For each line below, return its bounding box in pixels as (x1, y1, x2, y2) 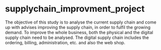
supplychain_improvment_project (5, 3, 145, 14)
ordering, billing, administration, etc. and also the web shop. (5, 39, 125, 45)
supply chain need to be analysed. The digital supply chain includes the (5, 35, 149, 40)
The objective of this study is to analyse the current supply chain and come (5, 19, 157, 25)
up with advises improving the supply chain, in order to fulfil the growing (5, 24, 151, 30)
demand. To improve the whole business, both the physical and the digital (5, 29, 154, 35)
